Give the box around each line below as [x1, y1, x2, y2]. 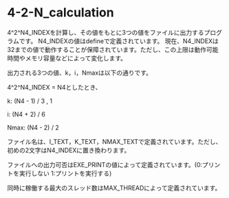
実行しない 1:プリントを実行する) [19, 169, 112, 177]
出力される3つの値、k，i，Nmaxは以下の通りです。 [7, 69, 153, 77]
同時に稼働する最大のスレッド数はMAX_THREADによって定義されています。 [7, 184, 221, 192]
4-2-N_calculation [7, 5, 115, 21]
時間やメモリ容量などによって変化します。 [7, 53, 127, 62]
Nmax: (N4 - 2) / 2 [7, 123, 60, 132]
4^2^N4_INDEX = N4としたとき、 [7, 83, 102, 91]
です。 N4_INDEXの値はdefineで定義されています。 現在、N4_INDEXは [19, 36, 219, 45]
